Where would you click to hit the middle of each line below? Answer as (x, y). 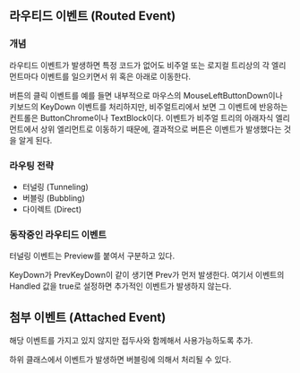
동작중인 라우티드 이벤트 (58, 234)
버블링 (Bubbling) (53, 198)
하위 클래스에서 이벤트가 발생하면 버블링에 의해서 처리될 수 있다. (120, 360)
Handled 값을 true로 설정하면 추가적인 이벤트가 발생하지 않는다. (120, 286)
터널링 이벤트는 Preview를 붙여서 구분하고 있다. (92, 256)
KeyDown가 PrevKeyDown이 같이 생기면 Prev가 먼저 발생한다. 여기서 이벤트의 (147, 275)
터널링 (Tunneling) (56, 186)
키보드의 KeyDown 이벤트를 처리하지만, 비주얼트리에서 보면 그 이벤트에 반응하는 (149, 107)
